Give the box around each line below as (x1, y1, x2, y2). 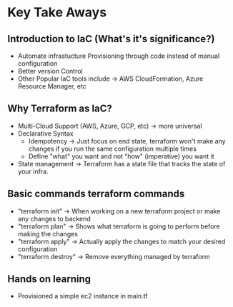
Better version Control (17, 67, 84, 75)
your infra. (17, 167, 49, 176)
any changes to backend (17, 214, 91, 223)
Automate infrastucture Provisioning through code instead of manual (17, 51, 220, 60)
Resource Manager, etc (17, 82, 87, 90)
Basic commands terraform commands (7, 188, 185, 200)
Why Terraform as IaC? (7, 103, 113, 115)
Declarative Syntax (17, 129, 74, 138)
